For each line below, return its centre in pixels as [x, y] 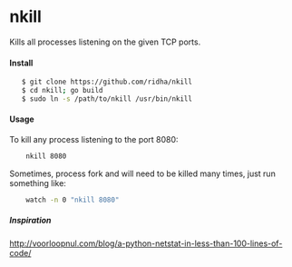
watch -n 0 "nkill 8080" [73, 200]
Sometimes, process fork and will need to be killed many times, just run [143, 173]
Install [21, 63]
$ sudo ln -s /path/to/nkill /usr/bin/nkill [107, 99]
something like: [38, 183]
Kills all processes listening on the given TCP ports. [105, 42]
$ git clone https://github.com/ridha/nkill [107, 82]
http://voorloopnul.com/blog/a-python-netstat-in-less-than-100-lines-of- [146, 243]
